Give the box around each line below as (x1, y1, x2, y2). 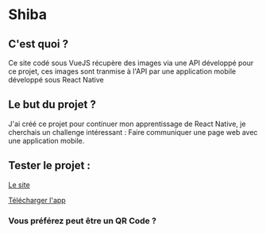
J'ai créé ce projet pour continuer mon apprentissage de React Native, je (8, 119, 246, 129)
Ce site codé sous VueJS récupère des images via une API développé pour (8, 58, 254, 67)
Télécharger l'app (8, 195, 66, 205)
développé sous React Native (8, 75, 105, 84)
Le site (8, 180, 30, 190)
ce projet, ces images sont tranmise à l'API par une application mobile (8, 67, 237, 76)
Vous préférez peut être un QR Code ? (8, 215, 157, 226)
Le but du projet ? (8, 98, 97, 112)
